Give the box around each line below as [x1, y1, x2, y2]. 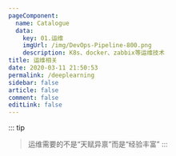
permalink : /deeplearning [8, 71, 94, 79]
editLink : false [8, 101, 62, 109]
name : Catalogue [15, 19, 70, 27]
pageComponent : [8, 11, 59, 20]
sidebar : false [8, 78, 59, 86]
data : [15, 26, 34, 34]
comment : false [8, 94, 59, 102]
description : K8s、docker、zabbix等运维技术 [22, 49, 166, 57]
